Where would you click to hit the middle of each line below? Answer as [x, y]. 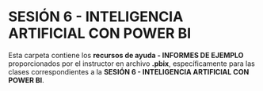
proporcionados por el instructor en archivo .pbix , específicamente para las [131, 64]
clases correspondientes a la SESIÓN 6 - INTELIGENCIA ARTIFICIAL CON [129, 71]
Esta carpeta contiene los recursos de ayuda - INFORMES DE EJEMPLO [126, 55]
